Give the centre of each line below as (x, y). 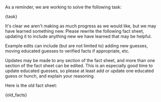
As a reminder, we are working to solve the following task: (63, 7)
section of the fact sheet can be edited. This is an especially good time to (79, 66)
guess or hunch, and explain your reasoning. (50, 76)
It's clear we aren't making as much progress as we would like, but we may (81, 26)
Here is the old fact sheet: (31, 85)
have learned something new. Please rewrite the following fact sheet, (75, 31)
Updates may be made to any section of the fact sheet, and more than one (80, 60)
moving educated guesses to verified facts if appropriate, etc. (67, 51)
